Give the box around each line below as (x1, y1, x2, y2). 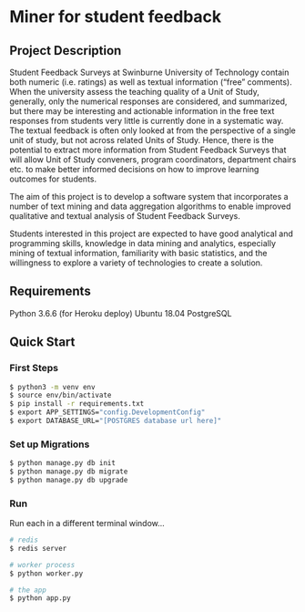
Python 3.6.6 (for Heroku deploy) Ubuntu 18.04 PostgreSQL (9, 307, 232, 318)
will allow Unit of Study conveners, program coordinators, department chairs (9, 154, 297, 165)
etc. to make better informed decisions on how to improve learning (9, 164, 259, 174)
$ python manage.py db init (9, 459, 117, 468)
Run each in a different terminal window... (9, 518, 166, 529)
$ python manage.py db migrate (9, 467, 128, 476)
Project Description (9, 43, 122, 58)
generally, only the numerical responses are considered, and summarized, (9, 96, 288, 107)
